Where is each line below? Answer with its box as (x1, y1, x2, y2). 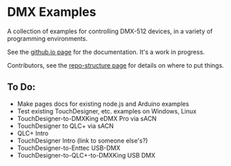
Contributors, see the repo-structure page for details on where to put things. (7, 61, 224, 69)
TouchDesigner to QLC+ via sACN (17, 122, 114, 130)
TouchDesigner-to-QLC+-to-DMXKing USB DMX (17, 151, 156, 159)
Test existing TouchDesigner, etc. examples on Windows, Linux (17, 107, 197, 115)
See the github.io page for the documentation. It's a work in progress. (7, 48, 205, 56)
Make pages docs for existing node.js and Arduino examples (17, 100, 190, 108)
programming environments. (7, 34, 88, 42)
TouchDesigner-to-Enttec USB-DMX (17, 143, 121, 152)
